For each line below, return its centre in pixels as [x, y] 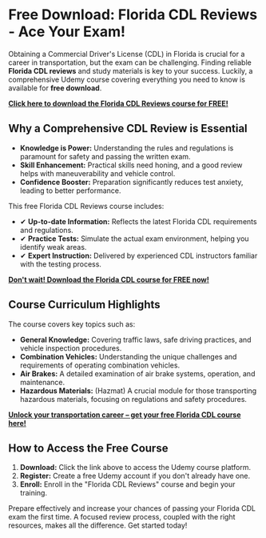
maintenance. [42, 382]
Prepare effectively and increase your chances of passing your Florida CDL [132, 508]
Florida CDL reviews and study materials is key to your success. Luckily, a [131, 70]
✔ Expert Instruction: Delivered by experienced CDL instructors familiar [139, 255]
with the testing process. [61, 264]
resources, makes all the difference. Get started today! [98, 525]
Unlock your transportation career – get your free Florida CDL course [125, 415]
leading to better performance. [70, 191]
